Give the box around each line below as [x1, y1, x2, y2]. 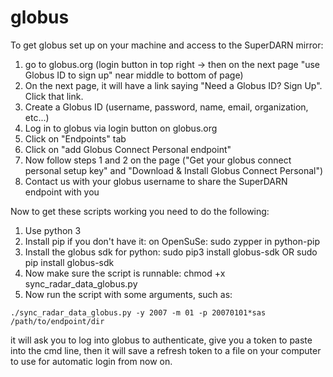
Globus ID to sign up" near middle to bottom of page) [24, 69, 244, 81]
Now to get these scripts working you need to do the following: [10, 205, 270, 217]
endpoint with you [24, 186, 100, 198]
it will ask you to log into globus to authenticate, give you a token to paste [10, 334, 313, 346]
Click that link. [24, 90, 84, 102]
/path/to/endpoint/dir [10, 316, 105, 326]
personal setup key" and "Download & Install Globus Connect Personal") [24, 164, 324, 176]
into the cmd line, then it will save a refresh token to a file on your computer [10, 344, 322, 356]
